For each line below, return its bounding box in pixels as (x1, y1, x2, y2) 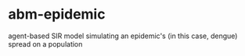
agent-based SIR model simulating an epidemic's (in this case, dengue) (8, 31, 238, 40)
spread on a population (8, 39, 83, 48)
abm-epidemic (8, 5, 106, 23)
